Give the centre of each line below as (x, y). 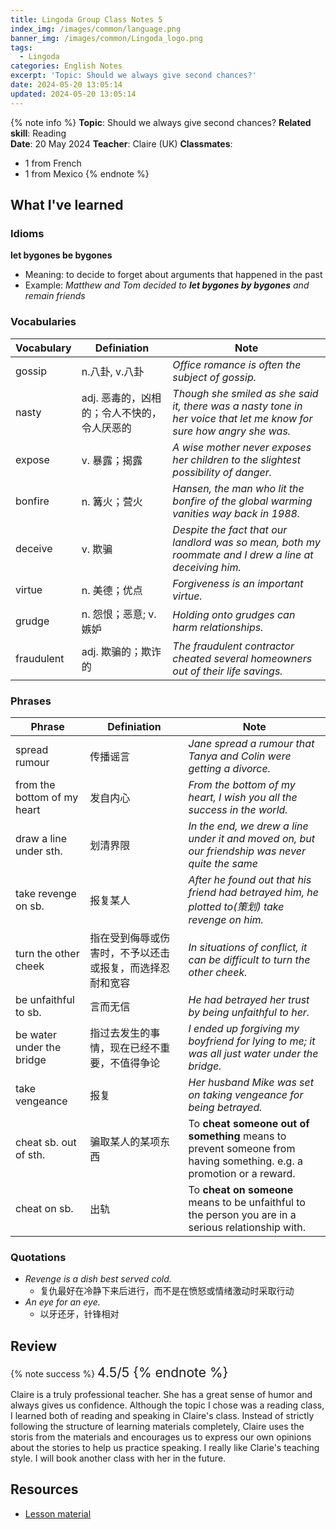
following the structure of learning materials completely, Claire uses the (157, 1427)
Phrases (31, 701)
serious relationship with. (247, 1227)
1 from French (53, 163)
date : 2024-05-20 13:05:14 (66, 85)
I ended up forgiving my (244, 1028)
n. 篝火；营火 (112, 501)
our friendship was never (247, 851)
